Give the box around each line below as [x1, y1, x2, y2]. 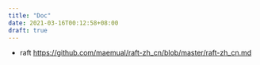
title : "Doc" [8, 11, 52, 20]
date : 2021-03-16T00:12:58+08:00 [8, 19, 119, 27]
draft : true [8, 26, 48, 34]
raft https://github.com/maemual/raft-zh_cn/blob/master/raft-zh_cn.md [19, 48, 252, 58]
